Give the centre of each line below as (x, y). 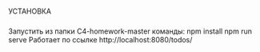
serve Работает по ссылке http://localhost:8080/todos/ (100, 39)
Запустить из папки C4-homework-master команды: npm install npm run (130, 31)
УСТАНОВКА (30, 11)
